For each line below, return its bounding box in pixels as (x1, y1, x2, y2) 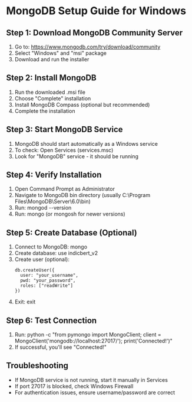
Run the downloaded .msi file (14, 89, 85, 96)
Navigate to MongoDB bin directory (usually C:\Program (14, 192, 151, 199)
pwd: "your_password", (20, 277, 76, 284)
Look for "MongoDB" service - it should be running (14, 152, 138, 160)
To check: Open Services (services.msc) (14, 146, 114, 153)
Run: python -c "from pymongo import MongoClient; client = (14, 331, 161, 338)
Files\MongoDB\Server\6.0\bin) (14, 198, 91, 205)
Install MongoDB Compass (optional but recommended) (14, 101, 150, 108)
